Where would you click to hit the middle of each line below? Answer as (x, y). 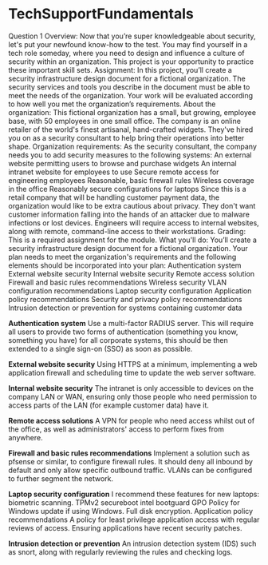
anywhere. (26, 437)
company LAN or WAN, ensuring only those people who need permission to (133, 396)
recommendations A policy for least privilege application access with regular (134, 519)
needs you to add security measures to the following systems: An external (130, 155)
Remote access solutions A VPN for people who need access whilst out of (132, 420)
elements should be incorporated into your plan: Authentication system (125, 265)
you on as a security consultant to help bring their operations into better (126, 137)
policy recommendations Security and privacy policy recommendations (125, 299)
